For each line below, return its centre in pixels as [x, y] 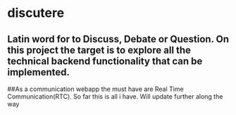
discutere [36, 13]
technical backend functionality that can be [105, 61]
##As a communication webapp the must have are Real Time [96, 89]
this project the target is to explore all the [99, 50]
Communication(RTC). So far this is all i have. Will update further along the [115, 96]
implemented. [39, 72]
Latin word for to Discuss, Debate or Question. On [118, 39]
